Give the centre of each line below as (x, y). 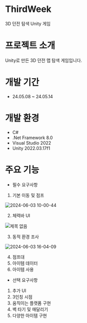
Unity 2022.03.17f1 (31, 148)
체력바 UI (21, 215)
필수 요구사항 (25, 184)
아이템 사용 (23, 269)
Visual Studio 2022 (32, 143)
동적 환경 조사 (25, 237)
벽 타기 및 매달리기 (30, 309)
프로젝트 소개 (30, 46)
